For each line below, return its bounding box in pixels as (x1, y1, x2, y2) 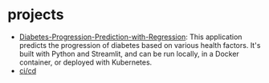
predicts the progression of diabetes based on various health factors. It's (18, 40, 261, 49)
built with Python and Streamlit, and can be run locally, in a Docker (18, 49, 240, 58)
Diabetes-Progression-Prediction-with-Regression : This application (18, 32, 243, 41)
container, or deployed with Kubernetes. (18, 57, 153, 67)
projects (7, 6, 65, 24)
